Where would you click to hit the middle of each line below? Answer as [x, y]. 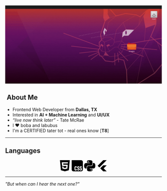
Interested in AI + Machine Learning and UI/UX [61, 115]
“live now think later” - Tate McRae [48, 120]
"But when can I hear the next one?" [42, 184]
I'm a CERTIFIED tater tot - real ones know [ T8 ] [61, 130]
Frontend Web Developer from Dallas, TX [55, 109]
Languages [23, 151]
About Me [22, 97]
